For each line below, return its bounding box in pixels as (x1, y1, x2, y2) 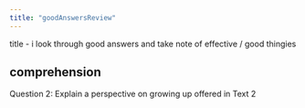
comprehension (9, 64, 102, 80)
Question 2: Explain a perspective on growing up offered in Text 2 (9, 88, 257, 100)
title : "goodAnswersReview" (9, 13, 117, 23)
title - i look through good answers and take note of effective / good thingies (9, 38, 297, 49)
